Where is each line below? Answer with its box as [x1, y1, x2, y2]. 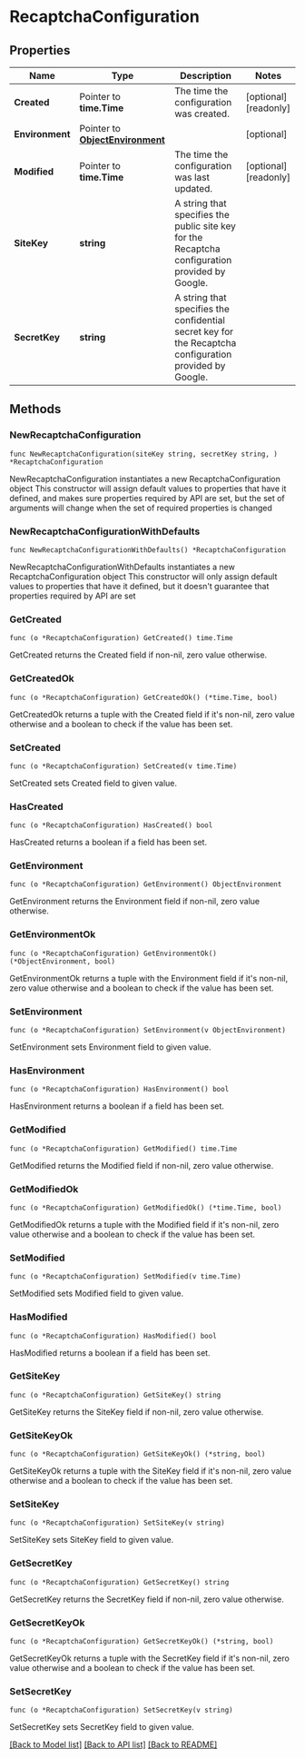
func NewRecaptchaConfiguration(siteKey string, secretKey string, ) [9, 449, 279, 459]
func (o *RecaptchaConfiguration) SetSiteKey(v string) [9, 1518, 225, 1527]
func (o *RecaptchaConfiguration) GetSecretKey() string [9, 1577, 230, 1586]
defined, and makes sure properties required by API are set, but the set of [9, 492, 286, 503]
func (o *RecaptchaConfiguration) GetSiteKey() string [9, 1390, 221, 1399]
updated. [174, 183, 213, 194]
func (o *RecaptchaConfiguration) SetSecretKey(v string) [9, 1705, 233, 1715]
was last [174, 171, 211, 183]
